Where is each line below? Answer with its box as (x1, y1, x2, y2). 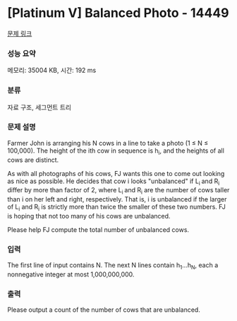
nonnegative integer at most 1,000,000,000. (7, 270, 135, 279)
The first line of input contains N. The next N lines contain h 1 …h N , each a (7, 261, 219, 272)
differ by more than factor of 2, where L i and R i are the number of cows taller (7, 186, 230, 196)
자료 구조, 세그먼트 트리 (7, 103, 72, 111)
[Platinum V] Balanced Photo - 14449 (7, 5, 229, 21)
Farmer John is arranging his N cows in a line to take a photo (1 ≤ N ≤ (7, 139, 209, 147)
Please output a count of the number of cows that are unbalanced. (7, 305, 201, 314)
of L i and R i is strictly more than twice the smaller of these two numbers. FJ (7, 203, 226, 213)
